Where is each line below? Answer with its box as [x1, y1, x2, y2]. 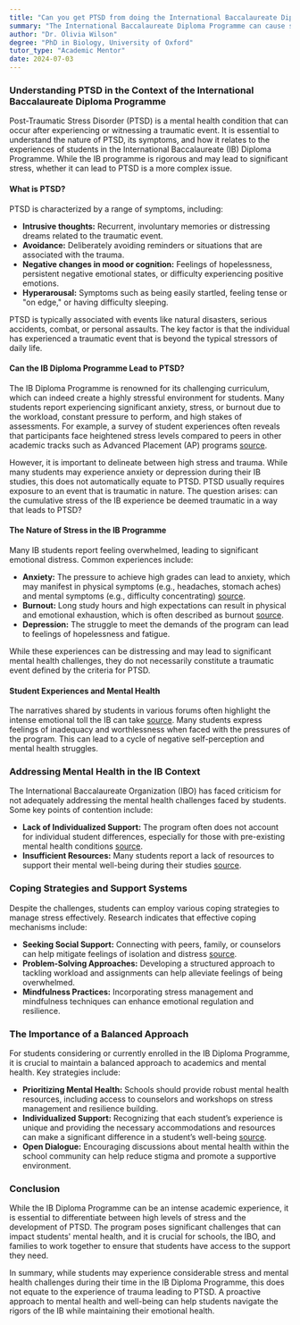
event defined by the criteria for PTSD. [9, 665, 151, 675]
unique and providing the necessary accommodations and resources [21, 1122, 276, 1133]
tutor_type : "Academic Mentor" [9, 46, 126, 55]
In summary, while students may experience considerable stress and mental [9, 1268, 289, 1279]
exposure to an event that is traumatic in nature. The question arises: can [9, 485, 279, 496]
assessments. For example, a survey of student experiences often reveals [9, 421, 280, 432]
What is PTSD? [9, 183, 66, 194]
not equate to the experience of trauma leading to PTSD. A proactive [9, 1287, 262, 1297]
